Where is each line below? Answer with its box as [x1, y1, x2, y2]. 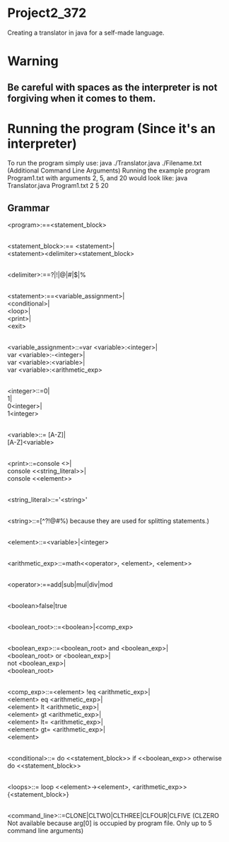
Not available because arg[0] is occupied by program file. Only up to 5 [7, 819, 212, 828]
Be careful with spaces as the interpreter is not [7, 81, 218, 93]
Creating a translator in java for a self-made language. [7, 28, 165, 37]
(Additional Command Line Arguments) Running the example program [7, 166, 211, 175]
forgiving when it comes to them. [7, 92, 156, 104]
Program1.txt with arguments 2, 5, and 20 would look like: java [7, 174, 188, 182]
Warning [7, 53, 59, 69]
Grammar [7, 201, 50, 214]
